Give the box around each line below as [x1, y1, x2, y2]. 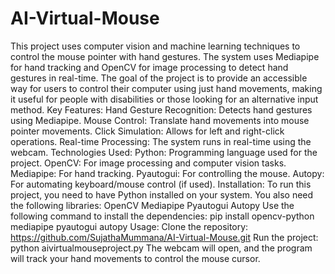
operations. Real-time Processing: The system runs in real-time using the [10, 135, 312, 147]
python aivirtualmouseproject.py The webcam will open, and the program [10, 242, 313, 254]
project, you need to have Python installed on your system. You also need [10, 188, 314, 201]
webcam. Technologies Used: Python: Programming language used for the [10, 146, 318, 158]
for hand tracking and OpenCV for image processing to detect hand [10, 61, 289, 73]
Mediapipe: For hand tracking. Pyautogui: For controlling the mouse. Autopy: [10, 167, 325, 179]
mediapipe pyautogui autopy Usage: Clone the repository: [10, 220, 249, 232]
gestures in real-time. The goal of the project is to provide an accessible [10, 72, 308, 84]
